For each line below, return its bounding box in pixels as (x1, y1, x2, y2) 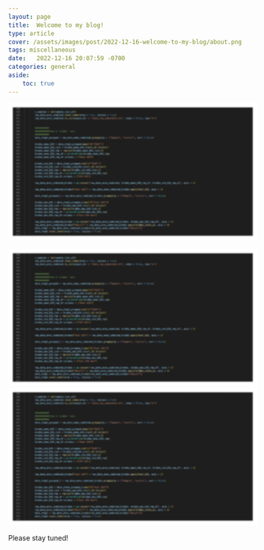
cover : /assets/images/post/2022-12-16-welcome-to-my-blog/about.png (8, 38, 243, 46)
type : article (8, 29, 55, 37)
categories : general (8, 63, 77, 71)
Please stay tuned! (8, 533, 69, 542)
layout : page (8, 13, 51, 21)
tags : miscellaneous (8, 46, 77, 55)
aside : (8, 71, 30, 79)
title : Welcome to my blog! (8, 21, 104, 29)
